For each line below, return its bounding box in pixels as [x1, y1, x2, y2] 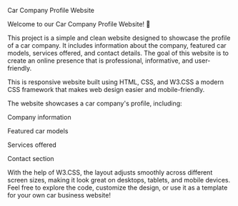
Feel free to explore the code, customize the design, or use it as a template [7, 183, 228, 192]
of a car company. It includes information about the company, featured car [7, 41, 227, 49]
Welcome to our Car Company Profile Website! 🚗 [7, 20, 151, 28]
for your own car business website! [7, 191, 111, 199]
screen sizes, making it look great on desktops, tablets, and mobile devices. [7, 176, 231, 184]
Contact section [7, 155, 55, 163]
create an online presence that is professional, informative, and [7, 56, 194, 65]
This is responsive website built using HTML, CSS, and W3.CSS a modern [7, 78, 224, 86]
